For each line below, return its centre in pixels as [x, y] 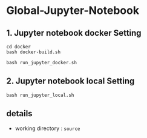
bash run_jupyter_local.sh [40, 95]
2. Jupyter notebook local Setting [70, 81]
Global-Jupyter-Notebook [73, 11]
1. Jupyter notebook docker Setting [74, 33]
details [19, 113]
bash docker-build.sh [34, 52]
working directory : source [47, 128]
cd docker [19, 47]
